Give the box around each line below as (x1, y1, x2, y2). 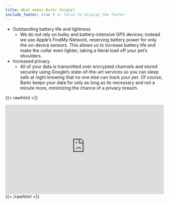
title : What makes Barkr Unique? (5, 7, 75, 13)
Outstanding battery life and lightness (12, 26, 91, 32)
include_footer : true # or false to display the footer (5, 12, 125, 17)
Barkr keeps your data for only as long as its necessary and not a (20, 79, 155, 86)
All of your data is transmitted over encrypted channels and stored (20, 63, 158, 70)
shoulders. (20, 52, 42, 58)
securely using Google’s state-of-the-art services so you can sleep (20, 69, 159, 75)
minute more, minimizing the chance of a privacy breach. (20, 85, 138, 91)
